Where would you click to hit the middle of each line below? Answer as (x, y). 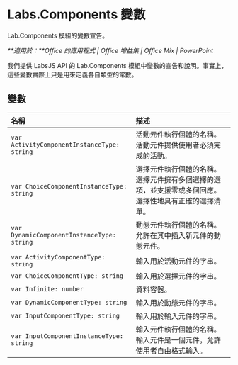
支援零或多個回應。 (189, 190)
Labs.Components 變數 (76, 15)
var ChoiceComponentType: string (67, 276)
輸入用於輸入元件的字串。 (178, 316)
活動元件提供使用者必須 (175, 145)
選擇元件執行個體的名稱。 (178, 169)
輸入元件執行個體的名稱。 (178, 329)
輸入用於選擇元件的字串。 (178, 276)
